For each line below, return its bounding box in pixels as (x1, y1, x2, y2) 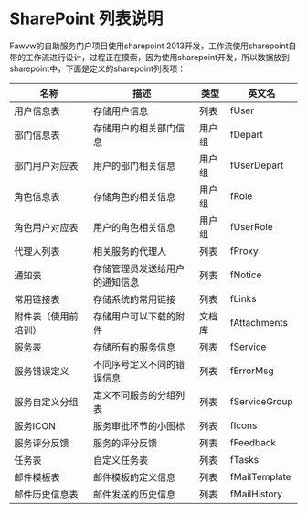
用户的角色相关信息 (92, 221, 176, 234)
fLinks (229, 292, 257, 305)
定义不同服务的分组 (92, 389, 176, 402)
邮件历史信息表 (14, 487, 79, 500)
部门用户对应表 (14, 159, 79, 172)
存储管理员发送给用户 (92, 262, 185, 275)
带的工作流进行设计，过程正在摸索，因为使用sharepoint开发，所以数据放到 (9, 51, 290, 62)
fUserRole (229, 220, 274, 233)
